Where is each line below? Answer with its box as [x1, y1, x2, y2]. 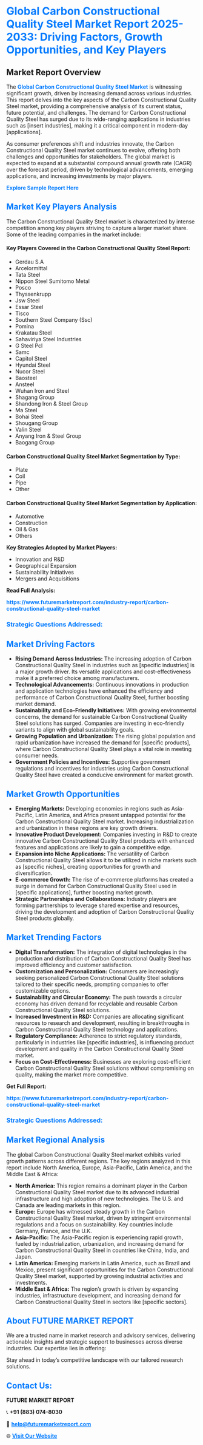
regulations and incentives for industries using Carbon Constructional [15, 765, 189, 772]
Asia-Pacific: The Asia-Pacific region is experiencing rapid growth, [15, 1234, 184, 1241]
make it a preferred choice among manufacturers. [15, 675, 139, 682]
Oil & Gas [15, 526, 38, 533]
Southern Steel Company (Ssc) [15, 316, 93, 324]
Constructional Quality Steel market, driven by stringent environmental [15, 1214, 191, 1222]
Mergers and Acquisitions [15, 575, 80, 582]
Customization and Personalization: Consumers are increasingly [15, 967, 179, 975]
